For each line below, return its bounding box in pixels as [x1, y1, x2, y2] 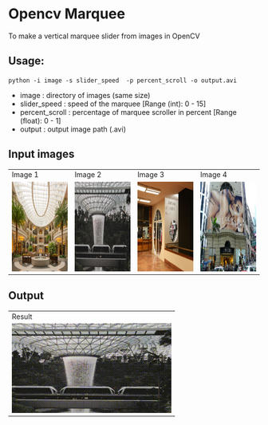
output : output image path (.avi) [19, 124, 126, 134]
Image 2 [74, 170, 102, 179]
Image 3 [137, 170, 165, 179]
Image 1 [11, 170, 39, 179]
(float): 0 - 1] [19, 116, 61, 125]
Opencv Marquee [8, 5, 126, 23]
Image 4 [200, 170, 227, 179]
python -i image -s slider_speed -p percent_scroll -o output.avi [8, 77, 238, 85]
